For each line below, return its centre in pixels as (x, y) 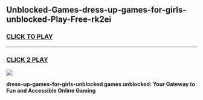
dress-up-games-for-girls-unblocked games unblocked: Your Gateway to (101, 84)
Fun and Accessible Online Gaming (51, 90)
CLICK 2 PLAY (27, 59)
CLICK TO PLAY (30, 37)
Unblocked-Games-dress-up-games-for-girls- (96, 10)
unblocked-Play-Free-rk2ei (59, 20)
